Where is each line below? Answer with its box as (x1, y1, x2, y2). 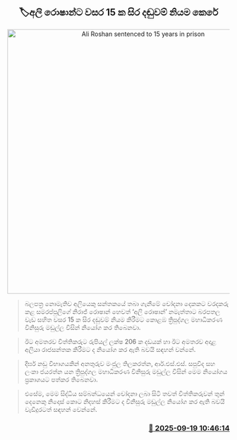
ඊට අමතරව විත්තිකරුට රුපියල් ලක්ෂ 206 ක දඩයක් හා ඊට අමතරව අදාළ (24, 337, 217, 346)
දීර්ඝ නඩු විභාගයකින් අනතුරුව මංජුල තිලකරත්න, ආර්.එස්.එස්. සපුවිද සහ (24, 359, 216, 367)
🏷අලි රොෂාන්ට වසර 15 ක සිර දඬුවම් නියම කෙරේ (18, 6, 219, 18)
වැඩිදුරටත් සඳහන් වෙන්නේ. (24, 405, 97, 413)
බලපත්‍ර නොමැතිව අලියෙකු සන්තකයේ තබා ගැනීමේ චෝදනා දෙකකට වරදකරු (24, 299, 229, 307)
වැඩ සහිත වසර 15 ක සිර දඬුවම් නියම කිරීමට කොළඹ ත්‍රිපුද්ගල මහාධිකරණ (24, 315, 223, 324)
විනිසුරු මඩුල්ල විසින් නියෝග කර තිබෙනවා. (24, 323, 141, 331)
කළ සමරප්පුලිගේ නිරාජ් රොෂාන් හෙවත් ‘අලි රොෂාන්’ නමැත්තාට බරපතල (24, 307, 221, 316)
